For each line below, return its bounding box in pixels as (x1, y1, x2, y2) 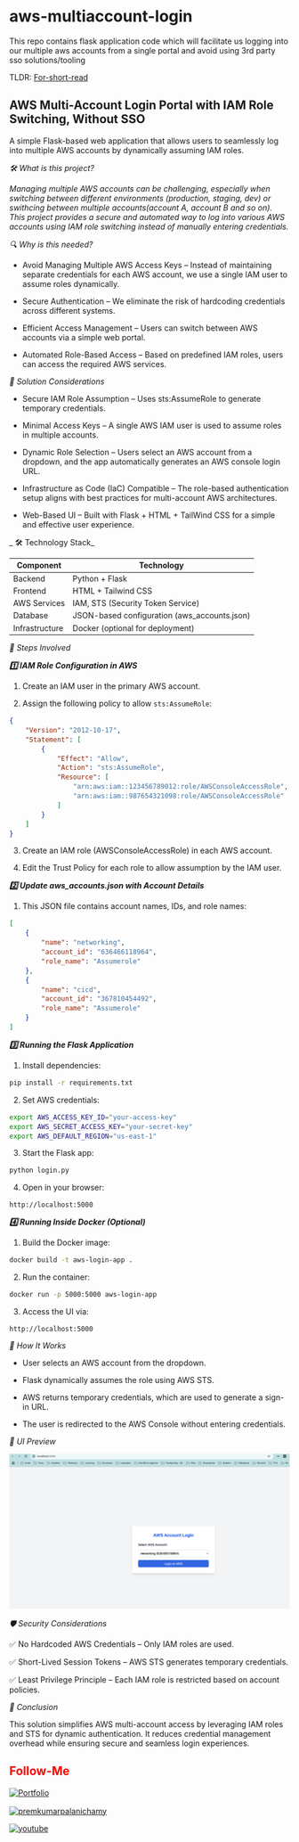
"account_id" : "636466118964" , (41, 947, 158, 956)
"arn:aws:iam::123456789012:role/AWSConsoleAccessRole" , (72, 782, 289, 791)
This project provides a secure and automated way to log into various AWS (9, 211, 285, 222)
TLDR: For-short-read (9, 71, 89, 82)
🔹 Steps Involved (9, 643, 71, 652)
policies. (9, 1684, 40, 1695)
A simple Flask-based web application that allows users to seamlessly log (9, 135, 279, 146)
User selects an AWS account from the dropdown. (21, 1357, 206, 1368)
